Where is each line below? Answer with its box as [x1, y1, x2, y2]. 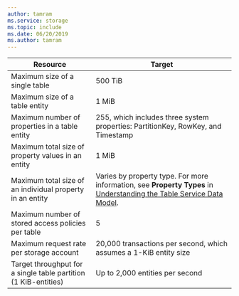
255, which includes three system [95, 112, 209, 122]
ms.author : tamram [7, 37, 62, 44]
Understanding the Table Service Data [95, 189, 223, 199]
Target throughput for [11, 259, 83, 269]
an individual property [11, 184, 85, 194]
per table [11, 227, 41, 237]
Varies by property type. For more [95, 171, 208, 181]
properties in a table [11, 122, 78, 132]
